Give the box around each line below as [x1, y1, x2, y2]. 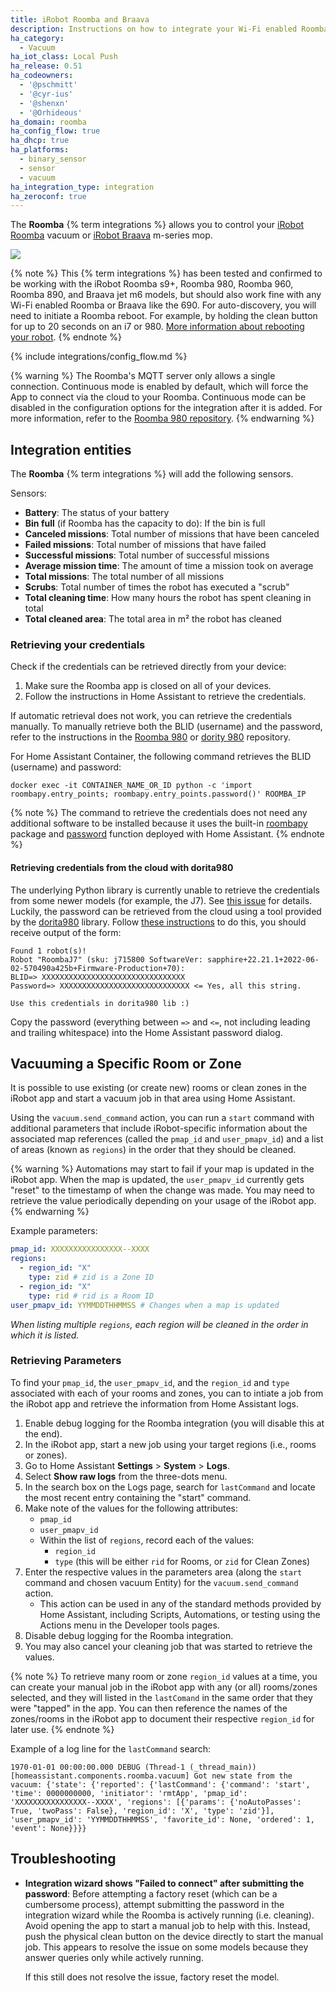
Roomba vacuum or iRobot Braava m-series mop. [10, 229, 213, 241]
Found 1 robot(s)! [10, 946, 87, 956]
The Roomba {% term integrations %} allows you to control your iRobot [10, 219, 305, 231]
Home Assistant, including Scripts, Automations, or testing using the [39, 1608, 321, 1620]
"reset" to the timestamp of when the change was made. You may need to [10, 1184, 315, 1196]
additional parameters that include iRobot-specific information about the [10, 1122, 308, 1135]
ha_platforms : [10, 145, 70, 155]
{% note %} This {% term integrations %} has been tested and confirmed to [10, 267, 323, 280]
